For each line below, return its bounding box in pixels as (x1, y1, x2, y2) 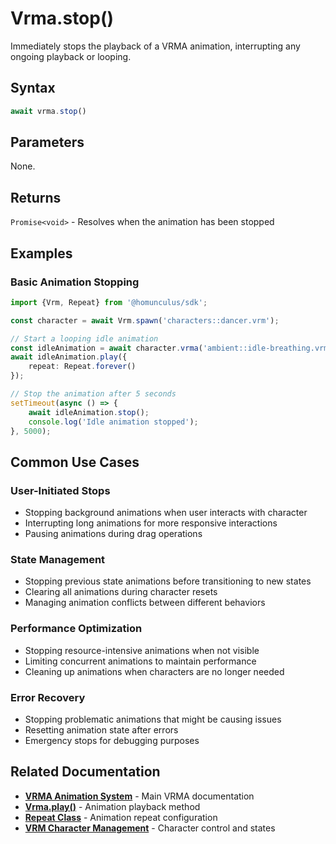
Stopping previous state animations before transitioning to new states (24, 575, 312, 587)
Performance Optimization (10, 622, 143, 636)
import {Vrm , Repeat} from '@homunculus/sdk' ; (10, 297, 208, 307)
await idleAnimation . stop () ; (28, 407, 150, 417)
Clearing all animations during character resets (24, 586, 218, 598)
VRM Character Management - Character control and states (24, 822, 276, 834)
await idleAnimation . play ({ (10, 352, 128, 362)
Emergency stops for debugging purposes (24, 735, 200, 747)
